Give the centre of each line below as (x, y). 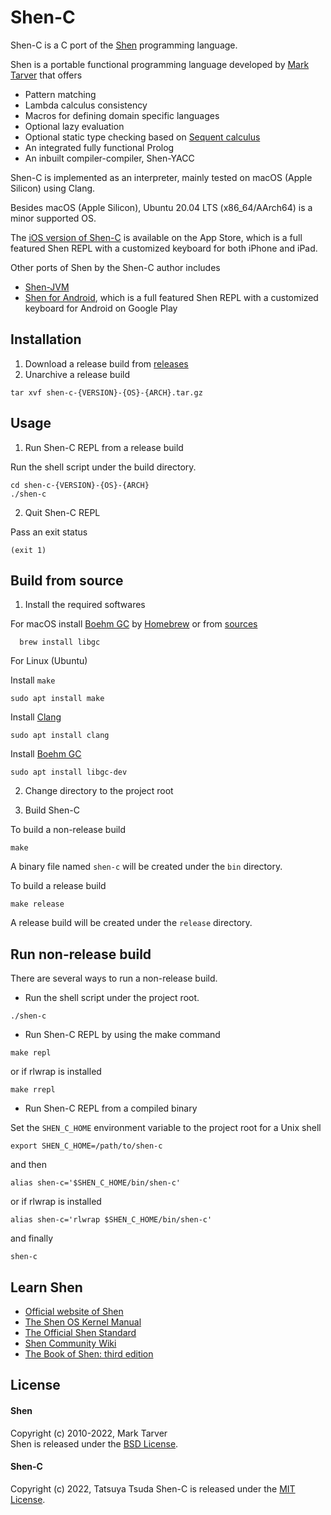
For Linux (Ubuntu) (49, 661)
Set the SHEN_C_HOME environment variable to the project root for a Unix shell (166, 1128)
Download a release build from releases (106, 363)
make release (37, 904)
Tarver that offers (46, 75)
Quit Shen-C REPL (62, 512)
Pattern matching (60, 94)
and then (28, 1165)
